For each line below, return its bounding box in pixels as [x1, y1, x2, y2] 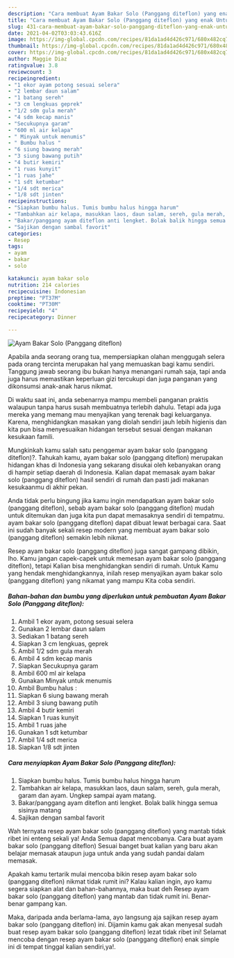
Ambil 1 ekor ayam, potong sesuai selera [17, 617, 134, 625]
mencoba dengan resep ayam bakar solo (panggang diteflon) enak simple [8, 935, 219, 943]
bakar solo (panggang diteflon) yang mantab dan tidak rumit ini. [8, 892, 190, 900]
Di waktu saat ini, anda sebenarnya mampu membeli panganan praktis [8, 395, 209, 404]
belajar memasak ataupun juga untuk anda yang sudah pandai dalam [8, 849, 205, 857]
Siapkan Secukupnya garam [17, 662, 99, 670]
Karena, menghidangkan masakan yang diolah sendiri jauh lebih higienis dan [8, 417, 227, 426]
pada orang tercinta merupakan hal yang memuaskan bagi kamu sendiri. [8, 360, 215, 368]
